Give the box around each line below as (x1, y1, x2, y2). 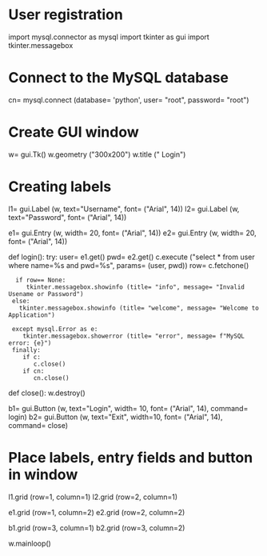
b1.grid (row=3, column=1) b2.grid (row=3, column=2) (8, 522, 185, 533)
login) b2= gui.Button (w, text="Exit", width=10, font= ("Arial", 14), (8, 412, 223, 422)
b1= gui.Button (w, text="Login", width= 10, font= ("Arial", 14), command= (8, 403, 249, 413)
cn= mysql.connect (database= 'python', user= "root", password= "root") (8, 94, 249, 105)
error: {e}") (8, 338, 52, 347)
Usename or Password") (8, 290, 84, 298)
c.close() (33, 360, 66, 368)
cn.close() (33, 374, 70, 382)
